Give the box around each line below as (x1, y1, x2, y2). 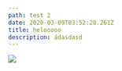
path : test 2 (8, 11, 51, 20)
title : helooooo (8, 26, 61, 34)
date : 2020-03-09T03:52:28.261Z (8, 19, 114, 27)
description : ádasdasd (8, 33, 83, 41)
